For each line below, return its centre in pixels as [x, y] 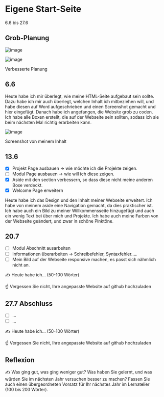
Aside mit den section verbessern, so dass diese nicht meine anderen [82, 180]
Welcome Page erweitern [38, 190]
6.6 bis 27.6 [17, 23]
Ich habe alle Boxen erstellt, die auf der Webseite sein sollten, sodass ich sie [82, 117]
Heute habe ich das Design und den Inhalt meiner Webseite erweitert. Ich [79, 200]
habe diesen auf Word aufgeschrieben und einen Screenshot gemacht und [80, 106]
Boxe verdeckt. [27, 185]
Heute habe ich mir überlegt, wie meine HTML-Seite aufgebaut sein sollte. [80, 96]
